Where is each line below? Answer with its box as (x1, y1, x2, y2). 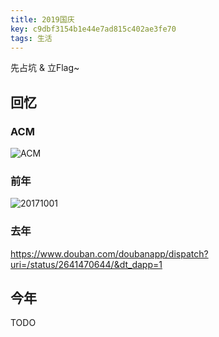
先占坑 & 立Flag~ (10, 62, 80, 74)
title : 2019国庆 (10, 14, 75, 25)
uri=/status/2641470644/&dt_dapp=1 (10, 258, 163, 270)
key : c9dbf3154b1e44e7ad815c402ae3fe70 (10, 24, 177, 34)
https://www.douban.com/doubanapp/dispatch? (10, 247, 209, 260)
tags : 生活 (10, 33, 53, 43)
